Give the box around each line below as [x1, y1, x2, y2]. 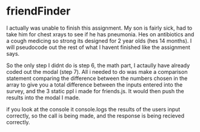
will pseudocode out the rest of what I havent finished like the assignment [6, 44, 191, 51]
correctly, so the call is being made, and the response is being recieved [6, 112, 185, 119]
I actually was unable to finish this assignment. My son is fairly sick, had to [6, 24, 193, 31]
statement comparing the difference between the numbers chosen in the [6, 74, 188, 82]
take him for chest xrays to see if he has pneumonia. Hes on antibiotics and [6, 30, 195, 38]
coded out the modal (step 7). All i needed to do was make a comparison [6, 68, 188, 75]
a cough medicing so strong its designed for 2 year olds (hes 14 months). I [6, 37, 192, 44]
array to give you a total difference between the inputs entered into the [6, 81, 183, 88]
